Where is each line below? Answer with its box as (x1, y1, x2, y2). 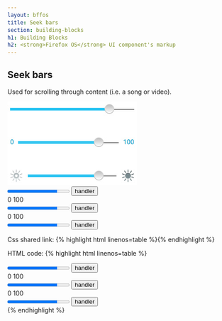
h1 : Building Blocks (7, 34, 69, 41)
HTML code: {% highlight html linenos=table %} (7, 249, 148, 257)
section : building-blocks (7, 26, 84, 33)
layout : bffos (7, 11, 50, 18)
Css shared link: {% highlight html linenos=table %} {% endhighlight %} (7, 235, 215, 244)
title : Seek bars (7, 18, 59, 26)
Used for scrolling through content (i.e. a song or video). (7, 87, 172, 96)
